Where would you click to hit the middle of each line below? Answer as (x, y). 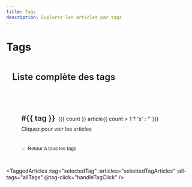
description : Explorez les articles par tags (64, 17)
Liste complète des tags (64, 77)
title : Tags (21, 12)
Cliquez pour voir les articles (56, 129)
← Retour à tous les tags (49, 148)
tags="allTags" (25, 177)
